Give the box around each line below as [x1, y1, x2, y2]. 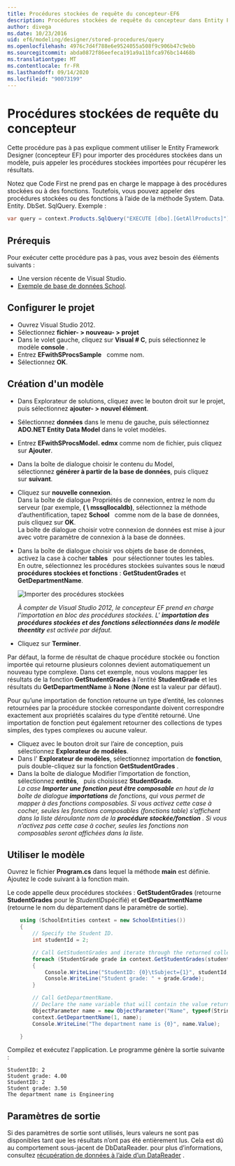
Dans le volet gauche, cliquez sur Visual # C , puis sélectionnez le [17, 335, 206, 344]
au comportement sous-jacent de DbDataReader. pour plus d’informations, [7, 1144, 222, 1152]
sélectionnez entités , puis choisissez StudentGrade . [17, 777, 173, 785]
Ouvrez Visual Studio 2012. [17, 320, 96, 329]
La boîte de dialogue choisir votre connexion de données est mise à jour [17, 525, 226, 534]
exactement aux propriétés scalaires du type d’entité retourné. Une [7, 711, 201, 719]
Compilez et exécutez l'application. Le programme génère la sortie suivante [7, 1046, 225, 1054]
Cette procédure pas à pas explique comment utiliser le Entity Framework [7, 144, 219, 152]
